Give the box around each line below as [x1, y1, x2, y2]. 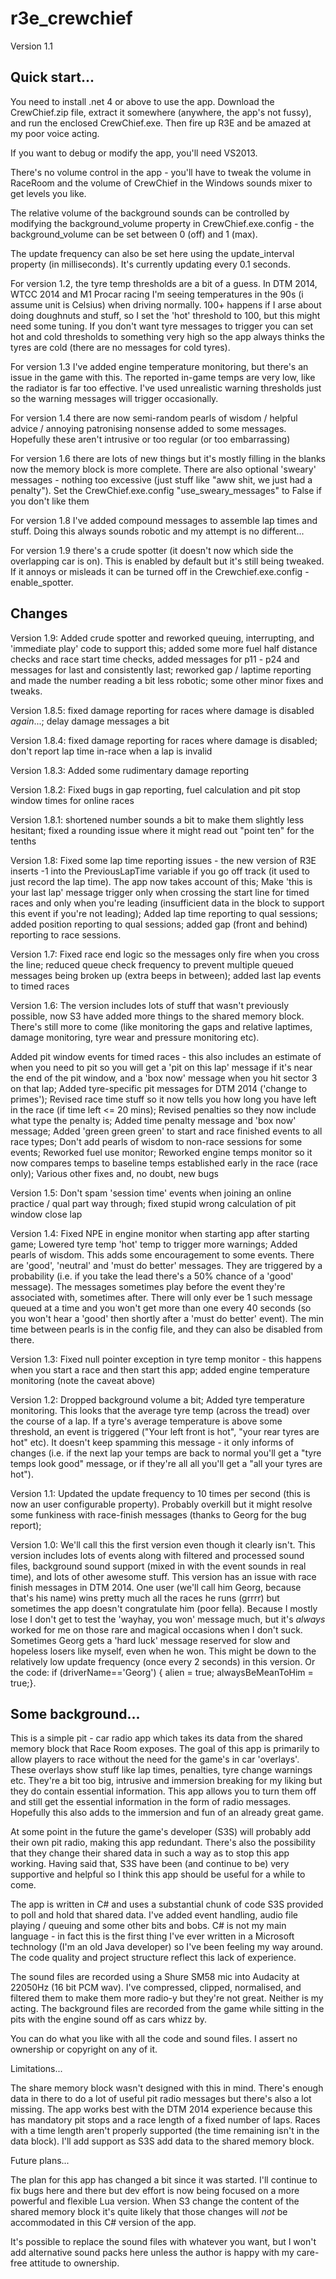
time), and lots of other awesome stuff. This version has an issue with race [10, 1570, 317, 1582]
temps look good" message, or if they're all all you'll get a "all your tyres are [10, 1457, 323, 1469]
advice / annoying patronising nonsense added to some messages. [10, 422, 287, 434]
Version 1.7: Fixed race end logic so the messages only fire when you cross [10, 948, 320, 960]
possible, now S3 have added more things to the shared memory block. [10, 1010, 305, 1022]
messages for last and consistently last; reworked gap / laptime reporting [10, 663, 312, 676]
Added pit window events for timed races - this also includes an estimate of [10, 1050, 322, 1062]
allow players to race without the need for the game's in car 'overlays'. [10, 1753, 300, 1766]
